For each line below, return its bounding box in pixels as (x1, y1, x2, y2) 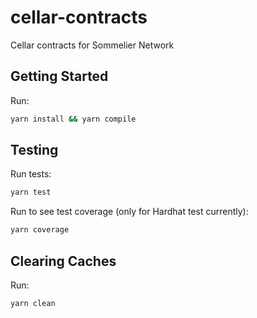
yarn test (10, 187, 52, 198)
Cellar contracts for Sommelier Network (10, 39, 175, 51)
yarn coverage (10, 225, 70, 235)
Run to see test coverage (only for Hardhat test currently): (10, 206, 249, 218)
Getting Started (10, 68, 109, 85)
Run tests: (10, 168, 52, 180)
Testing (10, 142, 59, 159)
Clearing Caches (10, 252, 117, 270)
